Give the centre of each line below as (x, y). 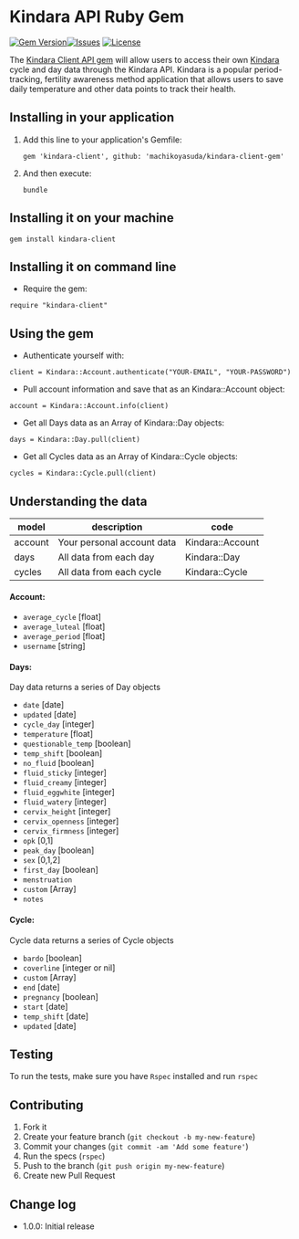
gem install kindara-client (63, 239)
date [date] (43, 705)
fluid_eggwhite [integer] (69, 793)
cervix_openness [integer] (71, 821)
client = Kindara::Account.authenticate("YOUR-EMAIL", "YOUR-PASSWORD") (150, 373)
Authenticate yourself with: (73, 356)
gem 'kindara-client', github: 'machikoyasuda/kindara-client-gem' (153, 156)
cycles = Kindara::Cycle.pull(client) (83, 473)
